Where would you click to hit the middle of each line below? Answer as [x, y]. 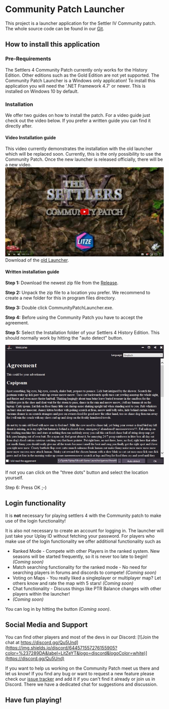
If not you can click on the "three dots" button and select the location [77, 472]
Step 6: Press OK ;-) [26, 487]
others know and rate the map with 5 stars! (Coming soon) [73, 583]
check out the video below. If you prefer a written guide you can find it [78, 120]
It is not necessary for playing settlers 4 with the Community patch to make [83, 515]
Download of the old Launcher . [37, 260]
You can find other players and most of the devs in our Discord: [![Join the [82, 637]
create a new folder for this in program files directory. [61, 298]
